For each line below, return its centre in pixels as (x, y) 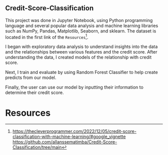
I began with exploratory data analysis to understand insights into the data (81, 46)
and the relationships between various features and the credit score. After (81, 52)
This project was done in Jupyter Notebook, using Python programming (79, 20)
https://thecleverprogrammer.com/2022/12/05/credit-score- (74, 131)
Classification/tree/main (37, 147)
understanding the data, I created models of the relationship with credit (78, 57)
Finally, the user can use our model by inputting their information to (74, 87)
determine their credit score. (34, 92)
